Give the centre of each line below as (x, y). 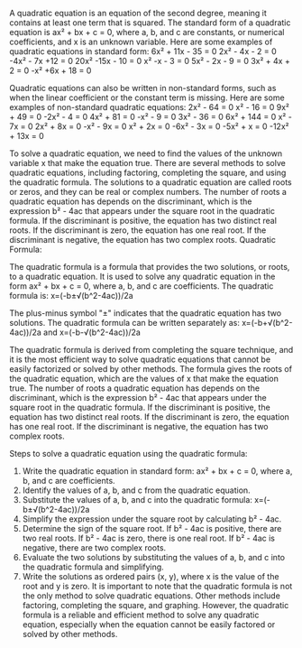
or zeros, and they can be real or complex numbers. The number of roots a (148, 192)
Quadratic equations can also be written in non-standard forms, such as (143, 88)
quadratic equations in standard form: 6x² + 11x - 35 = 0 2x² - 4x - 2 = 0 (143, 51)
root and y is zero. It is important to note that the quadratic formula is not (157, 586)
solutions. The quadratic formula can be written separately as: (125, 323)
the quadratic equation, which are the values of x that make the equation (144, 379)
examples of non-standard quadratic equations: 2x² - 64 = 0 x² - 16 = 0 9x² (150, 107)
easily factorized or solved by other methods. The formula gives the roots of (151, 369)
